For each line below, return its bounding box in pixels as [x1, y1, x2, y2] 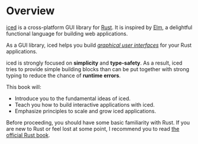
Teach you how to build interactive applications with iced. [14, 101, 155, 108]
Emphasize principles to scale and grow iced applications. [14, 107, 157, 114]
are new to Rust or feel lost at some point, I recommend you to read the [6, 125, 180, 132]
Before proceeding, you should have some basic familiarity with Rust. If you [6, 119, 190, 126]
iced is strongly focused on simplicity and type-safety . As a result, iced [6, 59, 183, 66]
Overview [6, 4, 55, 18]
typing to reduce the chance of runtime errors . [6, 72, 121, 79]
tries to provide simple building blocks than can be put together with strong [6, 65, 190, 72]
